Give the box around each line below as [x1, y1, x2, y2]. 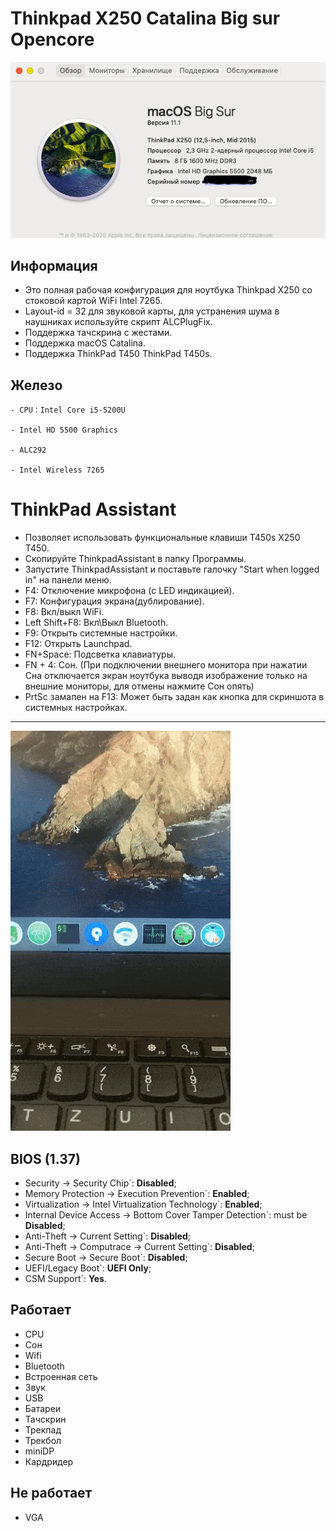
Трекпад [24, 1423, 62, 1436]
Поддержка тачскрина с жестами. [24, 327, 173, 339]
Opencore [10, 28, 95, 51]
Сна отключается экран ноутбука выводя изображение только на [24, 670, 308, 682]
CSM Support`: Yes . [24, 1272, 107, 1284]
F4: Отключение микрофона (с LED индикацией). [24, 585, 235, 597]
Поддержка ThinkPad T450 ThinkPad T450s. [24, 348, 213, 360]
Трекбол [24, 1434, 62, 1446]
